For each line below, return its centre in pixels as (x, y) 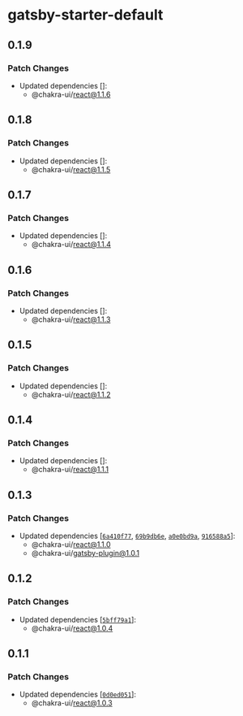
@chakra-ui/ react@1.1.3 (71, 319)
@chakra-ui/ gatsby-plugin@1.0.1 (85, 553)
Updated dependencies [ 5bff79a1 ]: (78, 619)
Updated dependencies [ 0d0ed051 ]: (78, 694)
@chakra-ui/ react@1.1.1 (70, 470)
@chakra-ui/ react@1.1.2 (71, 394)
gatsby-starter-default (85, 15)
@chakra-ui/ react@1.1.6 (71, 94)
